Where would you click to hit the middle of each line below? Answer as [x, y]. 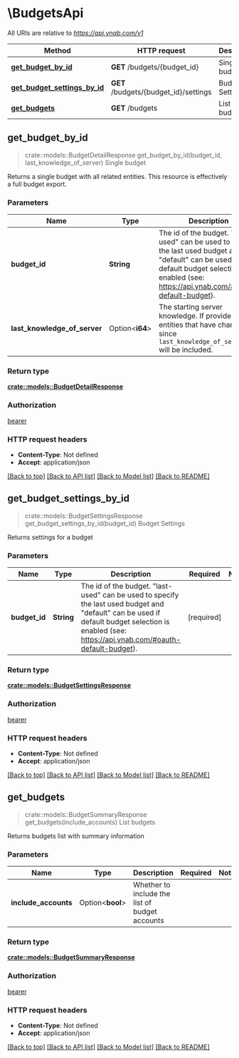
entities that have [187, 325]
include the [152, 894]
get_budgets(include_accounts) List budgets [90, 822]
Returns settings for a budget [51, 537]
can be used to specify [141, 595]
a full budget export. [37, 184]
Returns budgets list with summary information [76, 835]
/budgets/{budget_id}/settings [161, 92]
